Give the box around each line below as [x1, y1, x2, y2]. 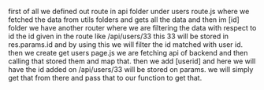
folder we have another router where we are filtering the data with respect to [8, 23, 257, 32]
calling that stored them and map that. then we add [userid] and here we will [8, 56, 256, 66]
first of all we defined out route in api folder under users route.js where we [8, 7, 250, 16]
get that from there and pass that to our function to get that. [8, 74, 203, 82]
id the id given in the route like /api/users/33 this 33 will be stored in [8, 31, 229, 41]
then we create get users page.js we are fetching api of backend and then [8, 49, 248, 57]
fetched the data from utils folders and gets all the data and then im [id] [8, 15, 240, 24]
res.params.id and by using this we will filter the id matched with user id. [8, 40, 243, 49]
